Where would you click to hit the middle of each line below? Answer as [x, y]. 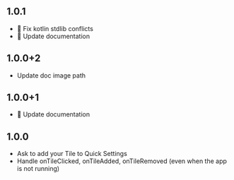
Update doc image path [51, 75]
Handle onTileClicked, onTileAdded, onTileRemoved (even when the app [122, 161]
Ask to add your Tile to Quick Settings [72, 154]
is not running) [38, 169]
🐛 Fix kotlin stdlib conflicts [55, 28]
